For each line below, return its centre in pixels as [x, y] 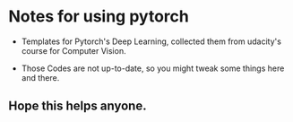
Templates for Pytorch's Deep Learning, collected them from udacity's [151, 41]
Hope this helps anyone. [78, 106]
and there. [40, 77]
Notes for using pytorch [99, 17]
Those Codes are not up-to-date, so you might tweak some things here [153, 68]
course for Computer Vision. [73, 50]
